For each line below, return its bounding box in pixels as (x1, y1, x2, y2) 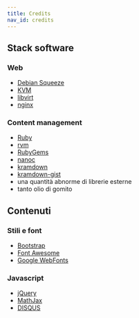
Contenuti (7, 205, 52, 216)
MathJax (17, 297, 43, 305)
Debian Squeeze (17, 79, 64, 87)
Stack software (7, 42, 75, 54)
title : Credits (7, 10, 51, 17)
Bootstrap (17, 241, 46, 250)
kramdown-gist (17, 170, 61, 178)
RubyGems (17, 148, 49, 156)
